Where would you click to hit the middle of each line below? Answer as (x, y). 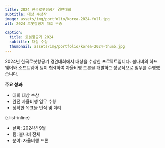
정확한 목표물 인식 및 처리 (37, 107)
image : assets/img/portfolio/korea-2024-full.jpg (57, 19)
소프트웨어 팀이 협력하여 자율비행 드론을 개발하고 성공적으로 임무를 (82, 67)
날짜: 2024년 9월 (29, 128)
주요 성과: (14, 84)
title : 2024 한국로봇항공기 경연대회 (38, 10)
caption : (14, 33)
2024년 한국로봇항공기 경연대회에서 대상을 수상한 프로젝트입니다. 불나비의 (77, 61)
